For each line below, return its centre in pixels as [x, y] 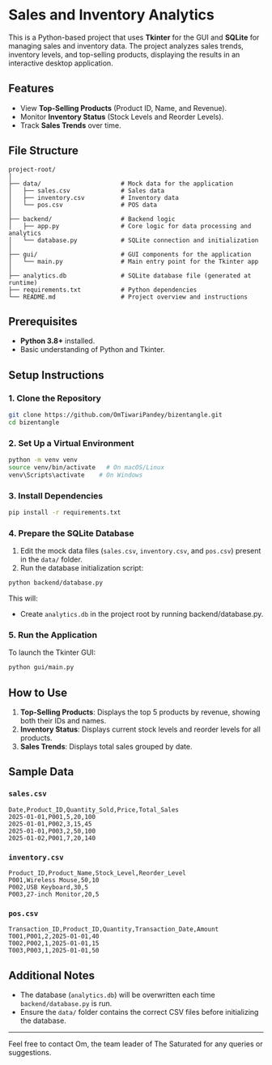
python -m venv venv [43, 460]
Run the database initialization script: [82, 568]
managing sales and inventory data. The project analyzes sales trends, [126, 45]
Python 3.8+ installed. [57, 341]
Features [31, 89]
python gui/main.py [41, 668]
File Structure [43, 151]
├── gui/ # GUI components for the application [130, 254]
